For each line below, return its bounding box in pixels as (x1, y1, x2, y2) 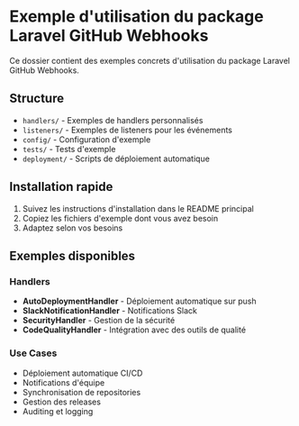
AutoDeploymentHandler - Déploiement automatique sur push (22, 295, 257, 307)
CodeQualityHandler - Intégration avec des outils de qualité (22, 324, 246, 335)
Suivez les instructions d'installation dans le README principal (22, 203, 254, 213)
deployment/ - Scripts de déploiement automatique (22, 153, 210, 164)
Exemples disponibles (9, 248, 136, 263)
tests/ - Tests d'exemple (22, 143, 116, 154)
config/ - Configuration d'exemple (22, 133, 151, 145)
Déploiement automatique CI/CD (22, 367, 143, 378)
